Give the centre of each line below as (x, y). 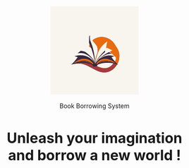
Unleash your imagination (94, 138)
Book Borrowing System (94, 106)
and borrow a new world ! (94, 155)
